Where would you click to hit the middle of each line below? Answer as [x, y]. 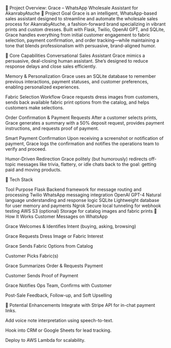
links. [11, 311]
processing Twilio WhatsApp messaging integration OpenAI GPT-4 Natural [83, 195]
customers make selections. [35, 108]
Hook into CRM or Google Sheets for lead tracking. [59, 330]
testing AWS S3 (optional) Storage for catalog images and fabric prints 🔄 [81, 211]
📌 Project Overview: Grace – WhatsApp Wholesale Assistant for [72, 8]
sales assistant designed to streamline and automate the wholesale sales [82, 19]
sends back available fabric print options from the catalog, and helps [77, 102]
